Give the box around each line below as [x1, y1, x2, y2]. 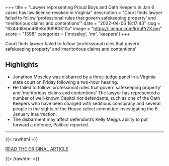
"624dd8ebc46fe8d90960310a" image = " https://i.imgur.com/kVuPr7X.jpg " [5, 26, 162, 32]
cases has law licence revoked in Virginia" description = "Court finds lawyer [5, 10, 163, 16]
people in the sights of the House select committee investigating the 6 [12, 105, 158, 112]
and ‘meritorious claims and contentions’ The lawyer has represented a [12, 90, 160, 96]
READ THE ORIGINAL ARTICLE [5, 145, 69, 152]
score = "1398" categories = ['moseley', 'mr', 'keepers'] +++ [5, 31, 130, 37]
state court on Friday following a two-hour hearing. [12, 79, 118, 85]
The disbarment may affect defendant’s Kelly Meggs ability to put [12, 116, 148, 122]
